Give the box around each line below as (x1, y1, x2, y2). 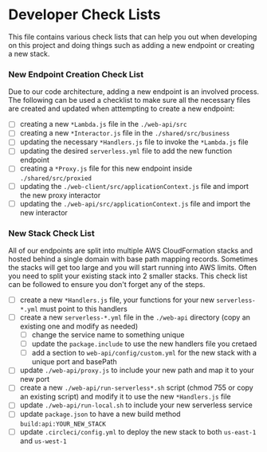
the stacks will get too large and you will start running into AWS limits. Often (8, 262, 257, 272)
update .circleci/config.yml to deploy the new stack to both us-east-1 (19, 426, 257, 436)
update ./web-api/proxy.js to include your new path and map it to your (19, 365, 255, 375)
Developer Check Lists (8, 6, 161, 24)
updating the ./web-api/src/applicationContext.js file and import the (19, 198, 251, 208)
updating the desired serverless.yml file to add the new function (19, 146, 233, 156)
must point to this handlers (39, 305, 128, 314)
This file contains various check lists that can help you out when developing (8, 32, 257, 41)
